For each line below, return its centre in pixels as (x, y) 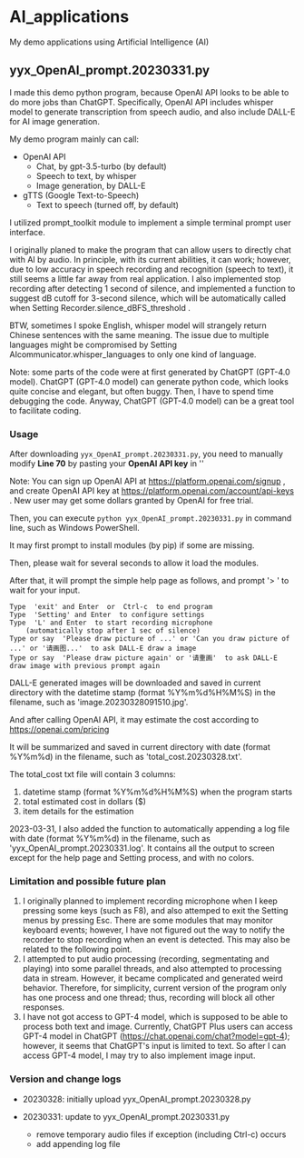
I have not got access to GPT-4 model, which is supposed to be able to (155, 1017)
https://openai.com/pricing (59, 730)
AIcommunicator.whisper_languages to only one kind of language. (133, 354)
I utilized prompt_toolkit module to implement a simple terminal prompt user (151, 222)
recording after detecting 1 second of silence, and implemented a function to (152, 288)
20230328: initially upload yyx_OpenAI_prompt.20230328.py (137, 1099)
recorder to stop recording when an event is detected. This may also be (156, 940)
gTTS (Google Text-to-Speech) (81, 195)
